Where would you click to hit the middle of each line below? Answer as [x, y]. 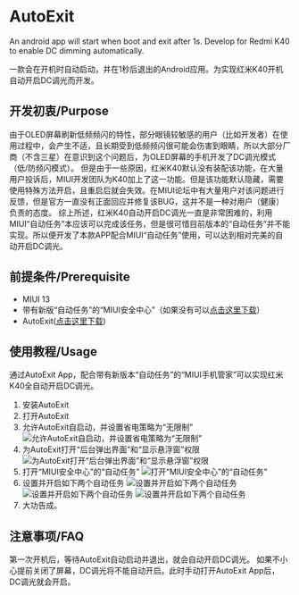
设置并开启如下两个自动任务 [73, 483]
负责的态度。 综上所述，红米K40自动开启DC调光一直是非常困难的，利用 [141, 213]
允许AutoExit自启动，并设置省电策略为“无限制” [108, 427]
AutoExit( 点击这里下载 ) [64, 321]
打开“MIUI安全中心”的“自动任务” [81, 472]
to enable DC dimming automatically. [77, 50]
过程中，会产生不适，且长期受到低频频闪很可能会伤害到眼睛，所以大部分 [149, 146]
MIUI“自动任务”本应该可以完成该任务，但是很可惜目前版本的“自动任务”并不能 [150, 223]
